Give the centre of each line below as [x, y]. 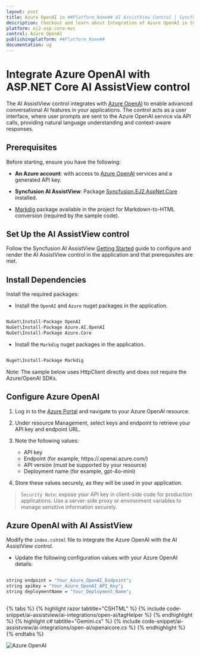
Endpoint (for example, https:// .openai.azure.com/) [86, 458]
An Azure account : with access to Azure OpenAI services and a [93, 173]
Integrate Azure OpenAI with [78, 74]
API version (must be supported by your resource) [85, 464]
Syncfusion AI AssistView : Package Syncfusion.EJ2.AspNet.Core [96, 191]
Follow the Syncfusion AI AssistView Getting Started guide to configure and [99, 248]
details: [24, 564]
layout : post [22, 12]
